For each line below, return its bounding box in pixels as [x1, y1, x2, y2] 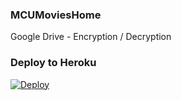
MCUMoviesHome [10, 8, 102, 22]
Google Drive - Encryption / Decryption [10, 31, 172, 43]
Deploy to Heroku [10, 56, 97, 70]
